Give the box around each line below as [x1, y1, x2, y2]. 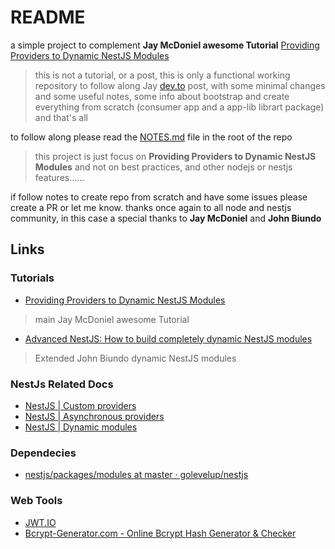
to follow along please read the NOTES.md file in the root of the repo [10, 131, 293, 143]
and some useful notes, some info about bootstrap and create [34, 90, 290, 102]
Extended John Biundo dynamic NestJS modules [34, 352, 237, 364]
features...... [34, 171, 85, 183]
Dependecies [10, 446, 77, 460]
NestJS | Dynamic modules [24, 421, 138, 433]
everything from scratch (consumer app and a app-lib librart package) [34, 101, 325, 113]
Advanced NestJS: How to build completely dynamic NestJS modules [24, 332, 313, 345]
